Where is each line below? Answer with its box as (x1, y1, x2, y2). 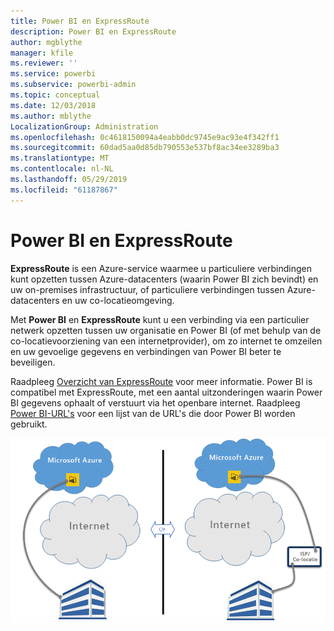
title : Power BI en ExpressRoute (10, 16, 150, 26)
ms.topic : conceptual (10, 90, 101, 100)
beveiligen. (10, 356, 56, 368)
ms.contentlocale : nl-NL (10, 164, 114, 174)
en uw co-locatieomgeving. (61, 294, 175, 306)
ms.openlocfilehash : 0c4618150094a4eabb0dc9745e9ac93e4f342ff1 (10, 132, 280, 142)
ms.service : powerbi (10, 69, 97, 79)
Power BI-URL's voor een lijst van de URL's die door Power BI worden (10, 407, 296, 419)
